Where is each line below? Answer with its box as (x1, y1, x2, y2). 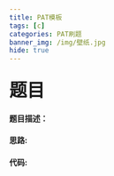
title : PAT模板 (9, 12, 63, 22)
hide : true (9, 46, 49, 55)
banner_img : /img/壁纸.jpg (9, 37, 106, 47)
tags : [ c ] (9, 21, 46, 30)
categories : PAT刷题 (9, 29, 82, 38)
